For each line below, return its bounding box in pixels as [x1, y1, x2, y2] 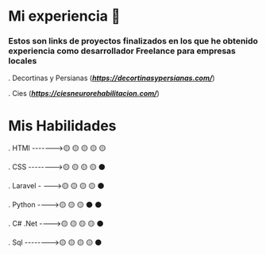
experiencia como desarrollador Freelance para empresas [8, 45, 237, 56]
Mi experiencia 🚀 [8, 7, 121, 25]
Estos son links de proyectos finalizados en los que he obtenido [8, 36, 258, 47]
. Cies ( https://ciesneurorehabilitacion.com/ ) [8, 89, 160, 99]
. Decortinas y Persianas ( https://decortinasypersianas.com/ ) [8, 73, 216, 83]
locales [8, 56, 37, 67]
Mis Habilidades [8, 117, 117, 134]
